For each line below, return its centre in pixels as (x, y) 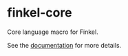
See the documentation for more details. (64, 45)
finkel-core (40, 13)
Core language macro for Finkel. (53, 32)
